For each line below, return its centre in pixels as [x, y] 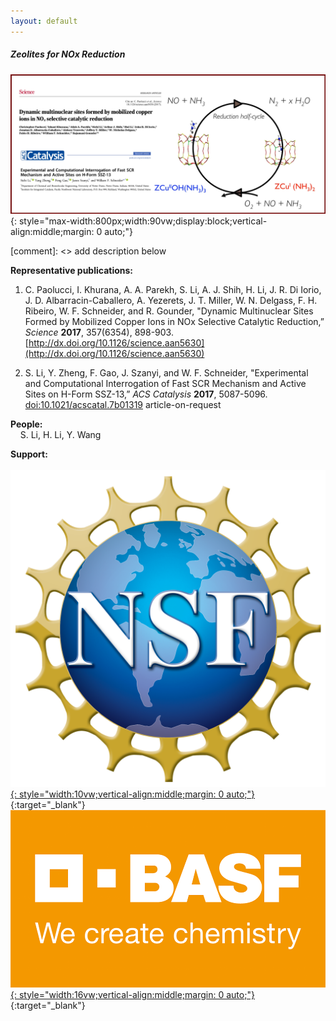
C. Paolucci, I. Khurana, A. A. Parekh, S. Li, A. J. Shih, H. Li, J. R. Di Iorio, [173, 290]
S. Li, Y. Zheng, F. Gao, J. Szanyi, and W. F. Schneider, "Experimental [166, 373]
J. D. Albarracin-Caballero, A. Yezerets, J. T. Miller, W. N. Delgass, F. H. [171, 301]
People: [26, 424]
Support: [29, 454]
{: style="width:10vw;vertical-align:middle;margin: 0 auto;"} [133, 794]
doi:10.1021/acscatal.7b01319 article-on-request [123, 405]
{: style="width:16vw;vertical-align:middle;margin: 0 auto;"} [132, 994]
